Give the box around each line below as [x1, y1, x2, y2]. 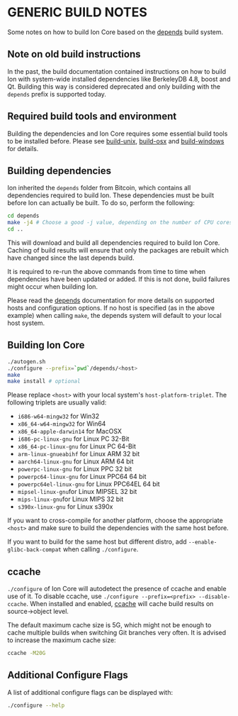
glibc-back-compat [7, 546, 62, 553]
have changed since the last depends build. [7, 253, 135, 262]
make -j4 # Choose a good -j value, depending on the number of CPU [7, 219, 214, 226]
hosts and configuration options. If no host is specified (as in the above [7, 304, 215, 312]
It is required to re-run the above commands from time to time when [7, 268, 206, 275]
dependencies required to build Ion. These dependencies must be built [7, 191, 215, 199]
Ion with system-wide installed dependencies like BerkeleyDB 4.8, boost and [7, 75, 231, 83]
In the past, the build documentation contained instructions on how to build [7, 67, 227, 75]
